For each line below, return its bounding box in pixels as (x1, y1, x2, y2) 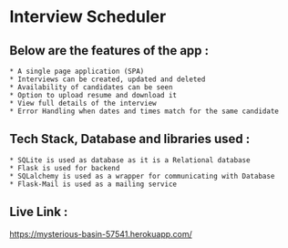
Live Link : (9, 204, 68, 220)
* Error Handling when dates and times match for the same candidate (9, 107, 280, 116)
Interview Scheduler (9, 6, 167, 27)
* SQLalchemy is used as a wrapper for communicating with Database (9, 171, 275, 181)
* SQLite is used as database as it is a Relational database (9, 155, 251, 165)
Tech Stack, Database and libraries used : (9, 131, 251, 147)
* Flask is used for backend (9, 163, 120, 172)
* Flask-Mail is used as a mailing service (9, 180, 178, 189)
